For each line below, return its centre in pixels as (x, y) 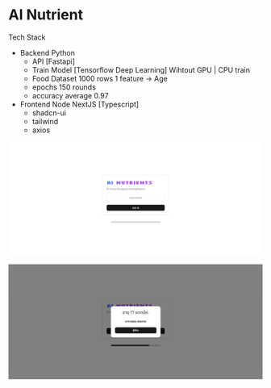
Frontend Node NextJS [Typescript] (79, 104)
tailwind (45, 121)
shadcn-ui (49, 113)
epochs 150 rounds (64, 87)
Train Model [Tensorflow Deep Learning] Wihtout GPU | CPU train (141, 69)
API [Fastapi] (53, 61)
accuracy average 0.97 (70, 95)
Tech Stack (27, 37)
